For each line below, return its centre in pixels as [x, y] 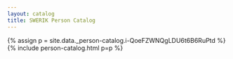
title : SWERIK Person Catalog [52, 20]
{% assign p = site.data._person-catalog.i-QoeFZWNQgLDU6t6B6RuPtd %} [116, 40]
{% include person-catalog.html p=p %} [65, 48]
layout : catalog [31, 14]
